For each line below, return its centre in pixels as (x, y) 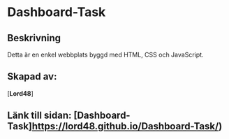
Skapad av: (32, 76)
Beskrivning (34, 38)
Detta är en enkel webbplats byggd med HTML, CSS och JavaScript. (105, 54)
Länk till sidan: (39, 116)
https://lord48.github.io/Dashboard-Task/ (125, 126)
